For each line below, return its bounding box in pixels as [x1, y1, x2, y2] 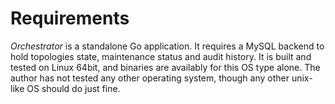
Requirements [10, 7, 130, 30]
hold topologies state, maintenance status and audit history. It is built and [10, 50, 312, 62]
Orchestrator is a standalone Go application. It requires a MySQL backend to [10, 40, 325, 52]
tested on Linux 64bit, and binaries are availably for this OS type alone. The [10, 61, 321, 73]
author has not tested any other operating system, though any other [10, 72, 290, 84]
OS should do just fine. [26, 82, 121, 94]
